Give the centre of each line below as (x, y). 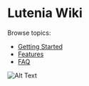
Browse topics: (29, 33)
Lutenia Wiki (45, 13)
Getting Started (40, 46)
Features (31, 54)
